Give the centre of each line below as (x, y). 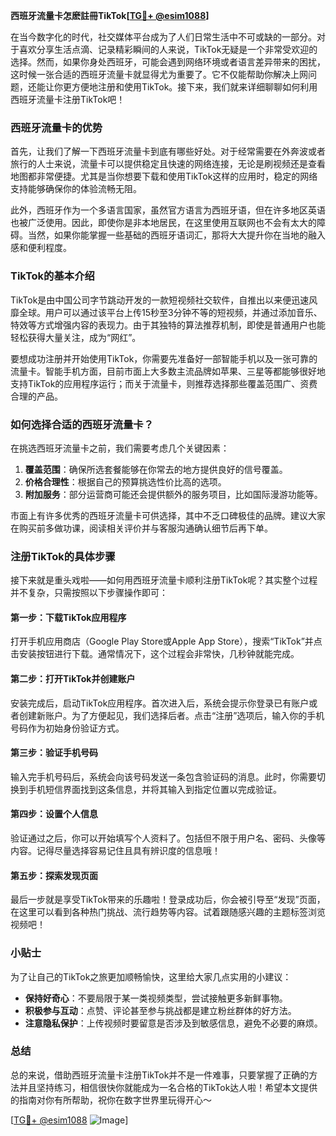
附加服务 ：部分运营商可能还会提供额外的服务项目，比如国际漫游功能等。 (173, 494)
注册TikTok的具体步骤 (63, 556)
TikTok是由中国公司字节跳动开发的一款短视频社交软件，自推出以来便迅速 (160, 300)
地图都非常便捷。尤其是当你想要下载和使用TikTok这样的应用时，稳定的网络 (164, 176)
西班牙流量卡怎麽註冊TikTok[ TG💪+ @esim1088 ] (110, 15)
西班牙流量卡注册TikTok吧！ (68, 99)
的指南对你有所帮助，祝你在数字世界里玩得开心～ (111, 1100)
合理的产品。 (36, 396)
